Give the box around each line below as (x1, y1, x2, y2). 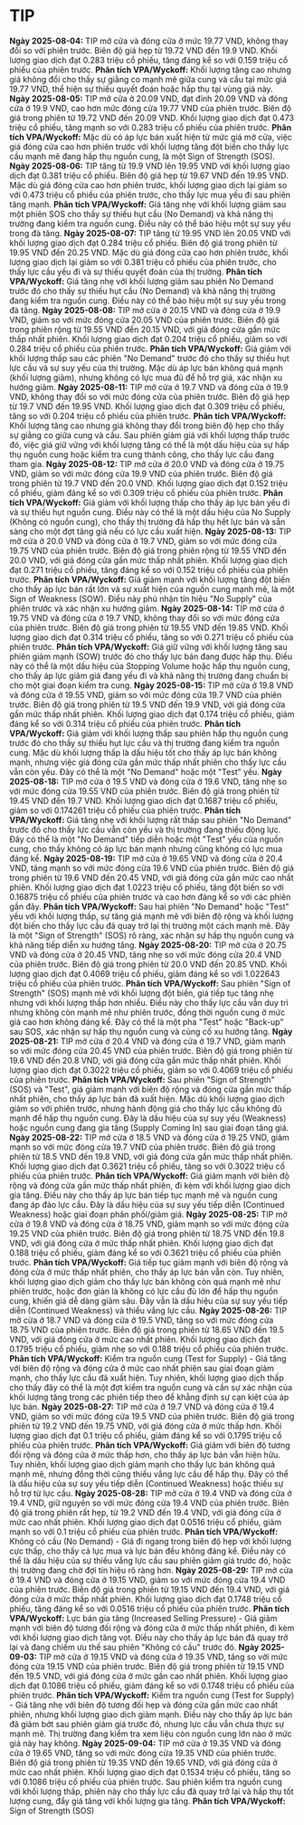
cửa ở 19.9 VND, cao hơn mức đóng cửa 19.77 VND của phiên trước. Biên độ (9, 102, 292, 113)
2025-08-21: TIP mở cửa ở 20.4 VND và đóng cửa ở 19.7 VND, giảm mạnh (9, 1036, 287, 1046)
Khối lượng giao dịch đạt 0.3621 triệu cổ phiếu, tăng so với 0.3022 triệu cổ (9, 1161, 285, 1171)
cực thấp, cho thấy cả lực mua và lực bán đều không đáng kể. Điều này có (9, 1545, 287, 1556)
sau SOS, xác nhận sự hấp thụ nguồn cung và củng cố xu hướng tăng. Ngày (9, 1026, 293, 1037)
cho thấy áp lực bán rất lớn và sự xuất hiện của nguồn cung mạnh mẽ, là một (9, 583, 295, 594)
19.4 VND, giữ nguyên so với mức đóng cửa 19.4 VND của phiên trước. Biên (9, 1497, 290, 1508)
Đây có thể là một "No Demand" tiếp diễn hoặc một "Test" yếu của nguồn (9, 834, 284, 845)
